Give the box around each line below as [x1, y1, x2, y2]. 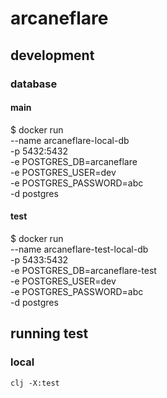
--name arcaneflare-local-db [10, 134, 130, 146]
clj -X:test [10, 378, 60, 388]
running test [10, 325, 89, 342]
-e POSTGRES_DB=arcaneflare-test [10, 264, 157, 276]
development [10, 47, 95, 64]
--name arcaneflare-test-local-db [10, 243, 149, 255]
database [10, 77, 58, 91]
